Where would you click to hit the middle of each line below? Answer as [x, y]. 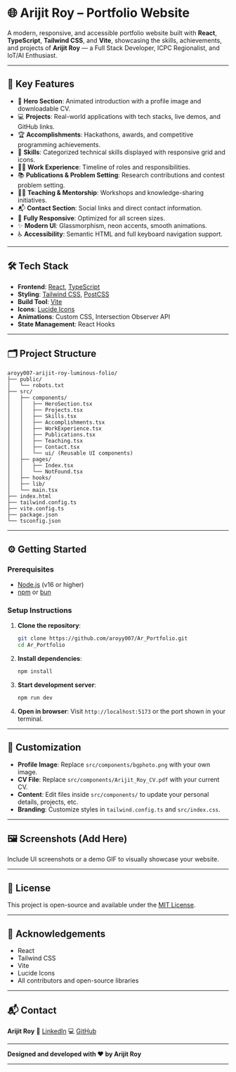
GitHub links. [36, 126]
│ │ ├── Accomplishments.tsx [56, 423]
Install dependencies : [50, 659]
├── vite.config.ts [36, 509]
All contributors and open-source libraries [78, 980]
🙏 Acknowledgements [57, 934]
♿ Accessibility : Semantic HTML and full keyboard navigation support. [120, 234]
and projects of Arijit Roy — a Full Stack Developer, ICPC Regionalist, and [113, 48]
